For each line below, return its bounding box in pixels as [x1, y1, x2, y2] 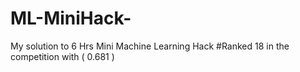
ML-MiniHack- [10, 7, 132, 30]
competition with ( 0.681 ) [10, 50, 115, 62]
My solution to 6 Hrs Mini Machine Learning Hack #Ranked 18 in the [10, 40, 290, 52]
